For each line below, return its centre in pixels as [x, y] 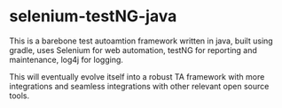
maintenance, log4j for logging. [67, 59]
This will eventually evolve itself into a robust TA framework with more [137, 76]
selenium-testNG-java [93, 16]
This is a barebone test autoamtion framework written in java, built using [141, 41]
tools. [20, 96]
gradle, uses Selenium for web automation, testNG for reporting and [133, 50]
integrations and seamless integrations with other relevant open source [139, 86]
